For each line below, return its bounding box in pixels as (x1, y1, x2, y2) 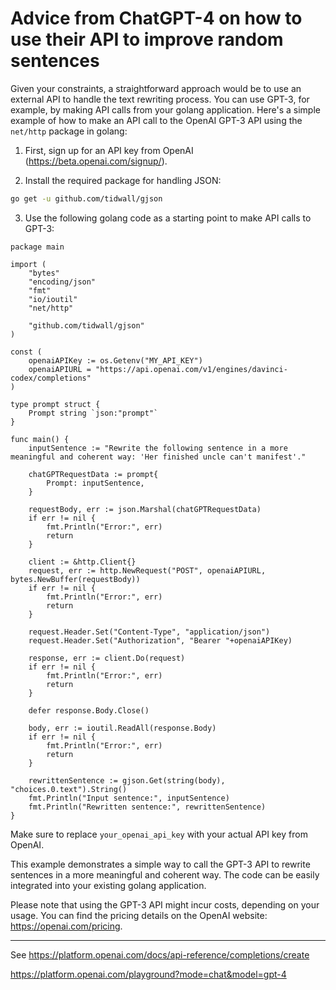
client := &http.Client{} (28, 557, 137, 567)
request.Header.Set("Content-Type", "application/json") (28, 627, 271, 637)
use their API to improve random (10, 28, 284, 51)
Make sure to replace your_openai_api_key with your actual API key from (10, 828, 308, 840)
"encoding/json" (28, 277, 97, 287)
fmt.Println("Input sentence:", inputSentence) (28, 793, 230, 803)
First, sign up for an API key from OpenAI (24, 144, 194, 156)
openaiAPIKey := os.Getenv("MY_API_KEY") (28, 355, 203, 366)
